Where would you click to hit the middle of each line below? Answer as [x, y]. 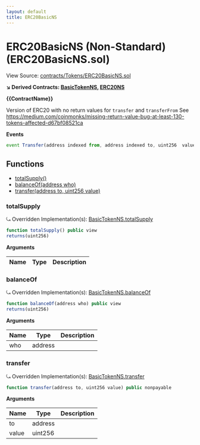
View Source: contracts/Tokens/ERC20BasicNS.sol [68, 76]
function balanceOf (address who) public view [63, 304]
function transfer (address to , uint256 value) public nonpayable [89, 387]
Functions [25, 164]
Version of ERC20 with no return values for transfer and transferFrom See [98, 110]
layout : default [26, 12]
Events [15, 134]
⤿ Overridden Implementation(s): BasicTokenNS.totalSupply [80, 219]
